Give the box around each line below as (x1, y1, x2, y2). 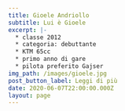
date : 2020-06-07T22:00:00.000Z (8, 84, 114, 92)
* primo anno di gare (15, 55, 86, 63)
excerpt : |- (8, 26, 47, 34)
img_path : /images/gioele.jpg (8, 70, 108, 77)
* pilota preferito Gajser (15, 63, 104, 70)
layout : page (8, 91, 51, 99)
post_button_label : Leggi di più (8, 77, 118, 84)
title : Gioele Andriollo (8, 11, 90, 20)
